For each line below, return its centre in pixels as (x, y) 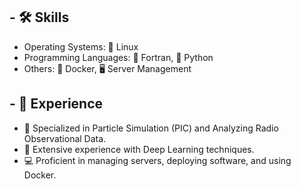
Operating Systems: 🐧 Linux (81, 46)
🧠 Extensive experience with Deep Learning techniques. (139, 149)
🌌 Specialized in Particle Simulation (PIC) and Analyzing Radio (151, 128)
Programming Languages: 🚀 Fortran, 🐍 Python (118, 57)
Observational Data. (65, 138)
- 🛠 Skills (39, 17)
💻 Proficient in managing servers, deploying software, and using (157, 160)
